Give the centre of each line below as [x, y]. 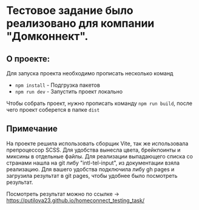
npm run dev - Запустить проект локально [69, 91]
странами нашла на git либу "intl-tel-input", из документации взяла [93, 163]
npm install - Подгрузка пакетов [57, 85]
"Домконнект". [47, 36]
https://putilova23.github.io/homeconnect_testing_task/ [75, 200]
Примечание [32, 129]
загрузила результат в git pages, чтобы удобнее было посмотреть [92, 175]
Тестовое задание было [70, 11]
